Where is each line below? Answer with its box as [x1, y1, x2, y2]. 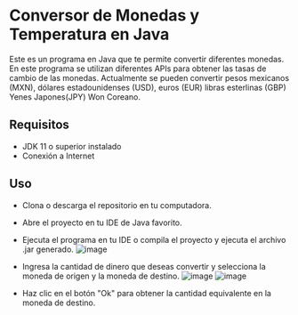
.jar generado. [21, 244, 74, 254]
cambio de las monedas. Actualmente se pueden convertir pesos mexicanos [9, 72, 290, 83]
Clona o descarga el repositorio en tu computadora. [21, 199, 212, 210]
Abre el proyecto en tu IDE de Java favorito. [21, 217, 182, 228]
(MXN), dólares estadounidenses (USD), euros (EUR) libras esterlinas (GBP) [9, 82, 286, 93]
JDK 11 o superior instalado [21, 141, 122, 151]
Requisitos [9, 117, 69, 133]
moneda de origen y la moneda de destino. [21, 271, 181, 281]
